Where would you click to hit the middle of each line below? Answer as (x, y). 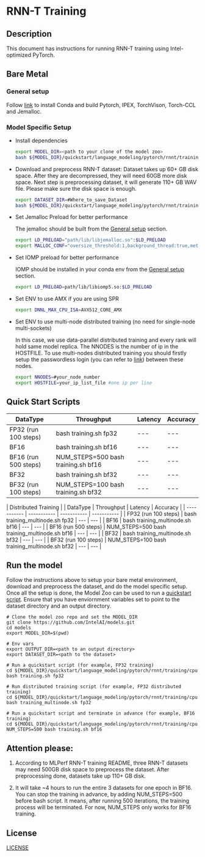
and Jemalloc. (24, 111)
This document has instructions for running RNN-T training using (88, 48)
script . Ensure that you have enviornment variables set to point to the (93, 600)
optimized (19, 55)
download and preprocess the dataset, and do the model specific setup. (97, 587)
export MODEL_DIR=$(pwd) (38, 633)
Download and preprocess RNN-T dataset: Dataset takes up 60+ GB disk (106, 169)
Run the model (34, 565)
